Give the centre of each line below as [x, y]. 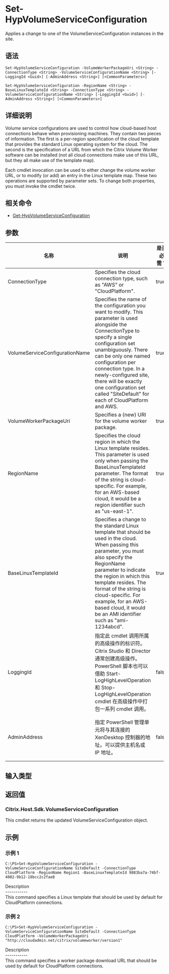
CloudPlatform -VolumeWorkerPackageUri [47, 936]
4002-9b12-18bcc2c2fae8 [30, 877]
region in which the [117, 442]
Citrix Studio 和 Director [123, 651]
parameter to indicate [120, 570]
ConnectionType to [117, 331]
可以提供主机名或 [125, 745]
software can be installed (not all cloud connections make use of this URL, [82, 155]
